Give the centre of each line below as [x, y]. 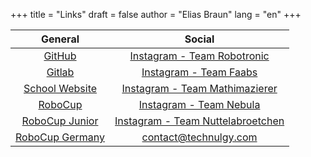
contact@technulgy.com [199, 137]
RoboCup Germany [60, 137]
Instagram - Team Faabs [199, 72]
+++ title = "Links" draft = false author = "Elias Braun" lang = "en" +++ [156, 14]
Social [199, 39]
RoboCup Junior [60, 121]
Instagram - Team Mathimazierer [199, 88]
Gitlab [60, 72]
